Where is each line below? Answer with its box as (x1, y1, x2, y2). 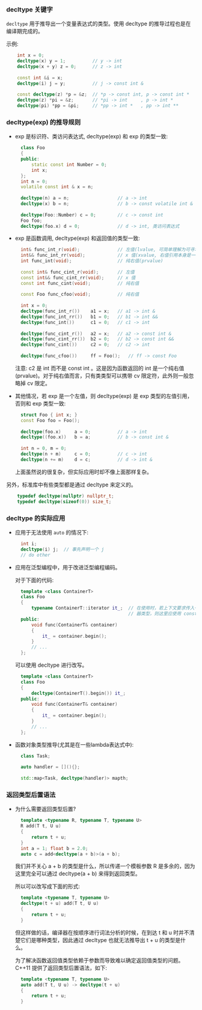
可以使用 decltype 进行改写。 (14, 661, 88, 669)
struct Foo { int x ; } (20, 412, 78, 418)
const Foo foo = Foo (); (20, 417, 80, 423)
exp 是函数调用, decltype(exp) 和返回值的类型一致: (14, 234, 140, 242)
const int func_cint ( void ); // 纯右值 (20, 280, 139, 286)
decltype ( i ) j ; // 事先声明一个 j (20, 546, 104, 552)
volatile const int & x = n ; (20, 184, 94, 190)
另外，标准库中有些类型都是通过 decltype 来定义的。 (6, 481, 136, 488)
